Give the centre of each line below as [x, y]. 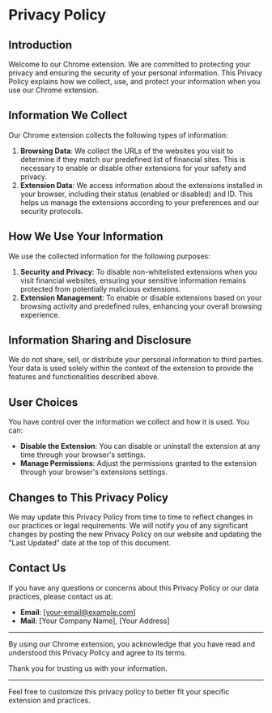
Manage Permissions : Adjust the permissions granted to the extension [138, 463]
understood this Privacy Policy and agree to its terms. [98, 652]
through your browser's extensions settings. [93, 472]
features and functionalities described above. [84, 377]
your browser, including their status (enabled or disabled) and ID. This [136, 194]
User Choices [43, 402]
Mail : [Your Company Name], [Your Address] [95, 621]
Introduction [40, 45]
